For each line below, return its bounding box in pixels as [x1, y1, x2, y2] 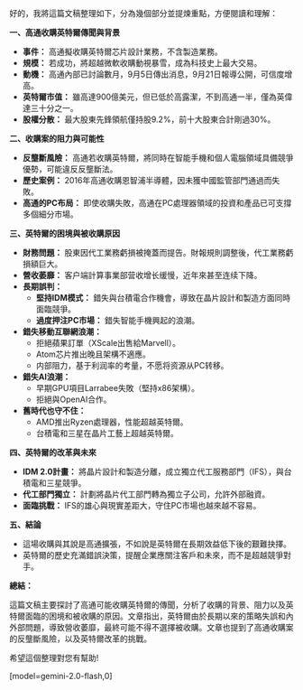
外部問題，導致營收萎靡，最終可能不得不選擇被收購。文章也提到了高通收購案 [9, 622, 294, 632]
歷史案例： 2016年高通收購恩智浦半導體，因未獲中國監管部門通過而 [22, 175, 272, 185]
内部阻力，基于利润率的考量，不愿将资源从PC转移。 [35, 360, 229, 370]
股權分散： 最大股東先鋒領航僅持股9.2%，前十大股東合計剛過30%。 [22, 114, 276, 125]
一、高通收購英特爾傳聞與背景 [9, 27, 120, 38]
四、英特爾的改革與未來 [9, 447, 96, 458]
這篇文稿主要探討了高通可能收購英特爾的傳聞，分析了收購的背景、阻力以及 [9, 600, 286, 610]
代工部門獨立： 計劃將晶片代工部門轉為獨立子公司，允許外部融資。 [22, 489, 271, 499]
